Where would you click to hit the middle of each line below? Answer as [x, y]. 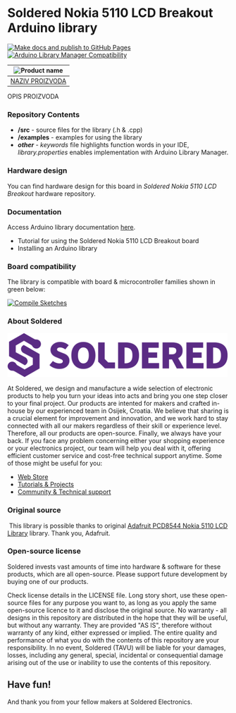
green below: [26, 290]
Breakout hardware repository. [52, 193]
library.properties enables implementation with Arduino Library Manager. [123, 152]
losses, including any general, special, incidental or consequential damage [115, 655]
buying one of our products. [48, 581]
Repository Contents [43, 115]
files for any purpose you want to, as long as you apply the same [123, 602]
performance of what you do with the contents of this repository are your [113, 640]
